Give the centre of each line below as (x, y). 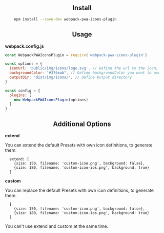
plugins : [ (20, 95)
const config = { (23, 90)
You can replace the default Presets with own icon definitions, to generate (79, 190)
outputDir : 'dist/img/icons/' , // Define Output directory (71, 77)
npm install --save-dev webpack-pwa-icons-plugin (65, 19)
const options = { (24, 64)
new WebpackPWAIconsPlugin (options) (51, 100)
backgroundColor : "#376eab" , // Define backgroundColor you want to (81, 73)
